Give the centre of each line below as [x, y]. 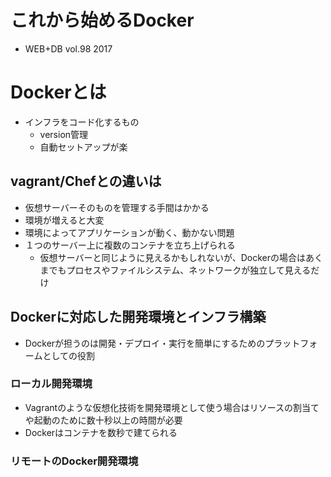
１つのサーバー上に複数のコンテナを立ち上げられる [130, 245]
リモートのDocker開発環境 [74, 461]
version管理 [64, 134]
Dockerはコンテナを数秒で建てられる [101, 432]
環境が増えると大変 [64, 220]
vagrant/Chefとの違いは [86, 181]
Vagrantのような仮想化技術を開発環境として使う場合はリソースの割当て [172, 407]
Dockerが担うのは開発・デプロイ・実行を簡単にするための [145, 343]
